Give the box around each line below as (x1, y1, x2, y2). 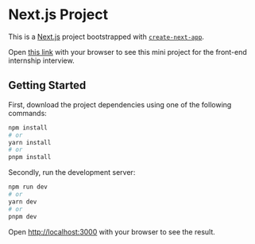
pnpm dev (8, 212, 37, 220)
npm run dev (8, 183, 48, 192)
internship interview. (8, 56, 75, 65)
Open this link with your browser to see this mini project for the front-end (8, 47, 248, 56)
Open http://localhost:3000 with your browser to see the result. (8, 227, 216, 236)
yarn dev (8, 197, 37, 206)
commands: (8, 108, 48, 118)
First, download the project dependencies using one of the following (8, 99, 232, 109)
